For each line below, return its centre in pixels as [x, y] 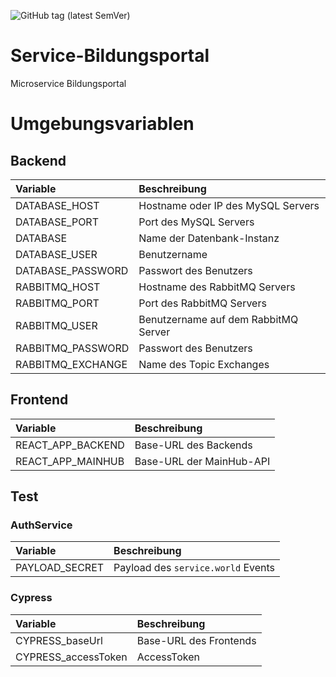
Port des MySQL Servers [196, 222]
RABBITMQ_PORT [57, 303]
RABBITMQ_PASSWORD [72, 348]
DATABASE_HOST [57, 205]
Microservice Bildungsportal [68, 83]
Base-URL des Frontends [196, 640]
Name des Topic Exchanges [204, 364]
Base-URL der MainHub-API [202, 461]
